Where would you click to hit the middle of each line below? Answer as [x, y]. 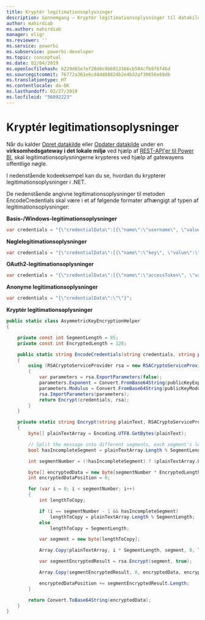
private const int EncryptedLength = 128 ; [72, 343]
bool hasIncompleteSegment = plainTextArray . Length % [98, 450]
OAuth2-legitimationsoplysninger [50, 264]
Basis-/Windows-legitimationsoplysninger [62, 218]
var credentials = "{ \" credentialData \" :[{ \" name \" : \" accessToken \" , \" [101, 275]
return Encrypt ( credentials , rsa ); [84, 400]
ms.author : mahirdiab [34, 29]
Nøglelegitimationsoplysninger [47, 241]
